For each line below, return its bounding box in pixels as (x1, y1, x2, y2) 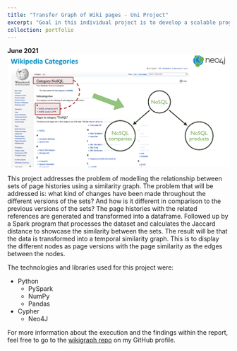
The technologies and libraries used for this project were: (7, 263, 174, 272)
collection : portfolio (7, 26, 74, 33)
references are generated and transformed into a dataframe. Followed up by (7, 212, 229, 221)
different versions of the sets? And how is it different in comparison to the (7, 197, 221, 205)
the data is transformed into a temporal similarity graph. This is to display (7, 234, 220, 243)
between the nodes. (7, 250, 66, 258)
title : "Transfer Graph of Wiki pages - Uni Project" (7, 11, 169, 18)
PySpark (28, 284, 54, 293)
